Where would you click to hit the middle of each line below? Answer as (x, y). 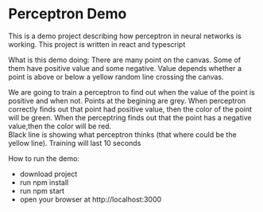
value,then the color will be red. (60, 126)
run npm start (42, 190)
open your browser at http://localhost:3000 (91, 199)
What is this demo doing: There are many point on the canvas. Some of (124, 60)
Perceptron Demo (68, 14)
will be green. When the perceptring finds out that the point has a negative (130, 117)
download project (48, 174)
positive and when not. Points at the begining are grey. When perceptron (127, 100)
